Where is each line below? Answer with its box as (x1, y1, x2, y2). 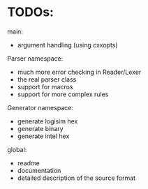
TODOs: (7, 4, 54, 20)
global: (7, 145, 27, 153)
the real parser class (17, 75, 77, 84)
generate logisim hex (17, 116, 78, 126)
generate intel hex (17, 132, 70, 140)
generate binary (17, 124, 64, 133)
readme (17, 158, 40, 167)
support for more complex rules (17, 90, 109, 98)
